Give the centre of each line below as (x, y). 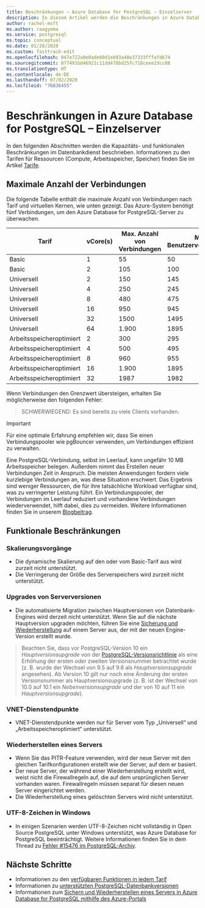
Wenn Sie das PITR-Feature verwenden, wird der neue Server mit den (103, 758)
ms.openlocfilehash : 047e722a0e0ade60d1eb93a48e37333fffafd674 (88, 57)
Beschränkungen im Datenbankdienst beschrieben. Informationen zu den (98, 152)
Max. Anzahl (140, 234)
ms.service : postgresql (37, 35)
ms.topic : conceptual (34, 40)
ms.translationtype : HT (37, 69)
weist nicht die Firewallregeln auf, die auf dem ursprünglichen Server (102, 777)
